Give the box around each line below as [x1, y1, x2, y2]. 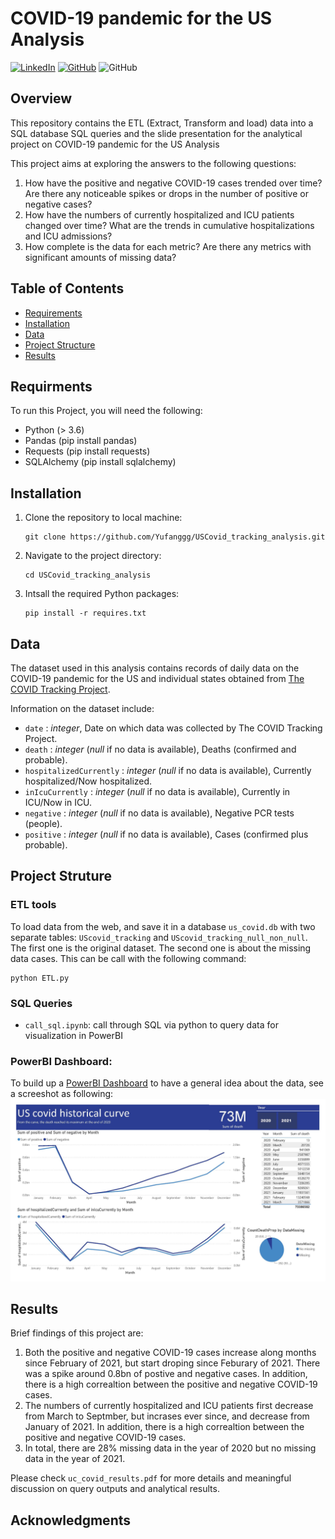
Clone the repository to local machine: [24, 512, 183, 524]
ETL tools [10, 898, 57, 912]
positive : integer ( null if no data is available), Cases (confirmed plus [24, 828, 309, 840]
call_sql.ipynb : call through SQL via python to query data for [24, 1018, 279, 1031]
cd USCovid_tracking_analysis [24, 570, 152, 581]
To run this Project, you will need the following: [10, 405, 203, 417]
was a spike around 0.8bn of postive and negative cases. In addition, [24, 1368, 308, 1380]
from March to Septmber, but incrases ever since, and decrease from [24, 1410, 310, 1422]
